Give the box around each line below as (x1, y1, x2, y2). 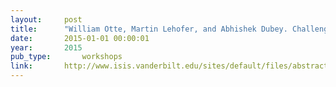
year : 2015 (10, 42, 83, 53)
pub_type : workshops (10, 52, 123, 62)
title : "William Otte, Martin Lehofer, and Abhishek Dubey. (10, 24, 288, 34)
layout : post (10, 14, 83, 25)
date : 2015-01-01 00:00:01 (10, 33, 150, 43)
